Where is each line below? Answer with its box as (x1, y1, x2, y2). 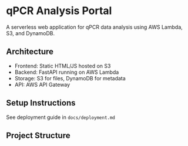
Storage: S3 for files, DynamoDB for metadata (14, 74, 126, 82)
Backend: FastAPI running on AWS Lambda (14, 69, 119, 76)
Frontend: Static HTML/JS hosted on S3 (14, 62, 111, 69)
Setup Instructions (6, 98, 76, 108)
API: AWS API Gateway (14, 81, 70, 88)
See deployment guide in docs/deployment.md (6, 113, 116, 121)
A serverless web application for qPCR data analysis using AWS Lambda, (6, 23, 183, 30)
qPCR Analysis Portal (6, 4, 112, 18)
